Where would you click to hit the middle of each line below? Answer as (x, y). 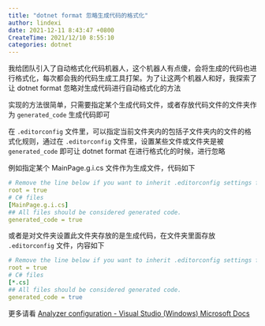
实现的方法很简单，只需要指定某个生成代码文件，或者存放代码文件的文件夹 (129, 105)
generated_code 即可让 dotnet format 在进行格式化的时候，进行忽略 (117, 152)
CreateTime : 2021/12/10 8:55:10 (61, 37)
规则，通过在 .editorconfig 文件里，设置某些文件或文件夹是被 (123, 141)
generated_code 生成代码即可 (63, 114)
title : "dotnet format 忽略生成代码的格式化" (78, 15)
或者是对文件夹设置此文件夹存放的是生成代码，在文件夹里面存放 (112, 236)
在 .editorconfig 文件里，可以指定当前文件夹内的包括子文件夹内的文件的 (126, 132)
